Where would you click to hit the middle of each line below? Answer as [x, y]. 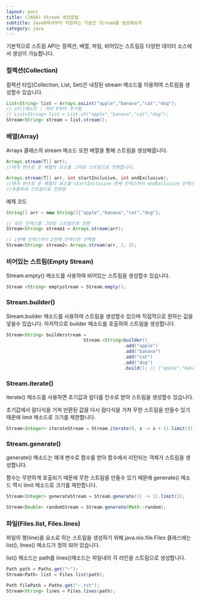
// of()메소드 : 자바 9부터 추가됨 [44, 109]
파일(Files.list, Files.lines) [43, 524]
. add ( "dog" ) [138, 362]
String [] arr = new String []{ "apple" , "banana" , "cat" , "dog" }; [84, 212]
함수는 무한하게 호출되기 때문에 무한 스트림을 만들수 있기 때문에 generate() [93, 478]
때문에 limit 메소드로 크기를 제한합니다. [51, 417]
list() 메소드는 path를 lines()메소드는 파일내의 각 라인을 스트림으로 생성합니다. [96, 558]
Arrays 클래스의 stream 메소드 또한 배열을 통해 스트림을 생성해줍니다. [87, 150]
